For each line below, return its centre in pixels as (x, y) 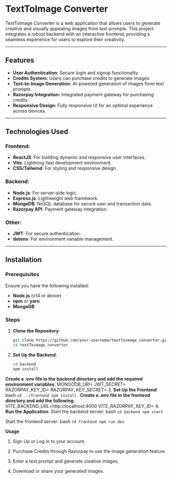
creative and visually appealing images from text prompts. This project (80, 28)
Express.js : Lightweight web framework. (56, 198)
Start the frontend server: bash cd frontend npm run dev (65, 421)
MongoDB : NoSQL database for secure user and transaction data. (82, 203)
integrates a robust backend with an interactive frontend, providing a (78, 34)
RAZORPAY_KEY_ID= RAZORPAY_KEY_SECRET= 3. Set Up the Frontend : (82, 389)
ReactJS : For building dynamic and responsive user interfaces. (79, 157)
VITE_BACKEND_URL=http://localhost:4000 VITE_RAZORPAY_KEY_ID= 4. (82, 406)
